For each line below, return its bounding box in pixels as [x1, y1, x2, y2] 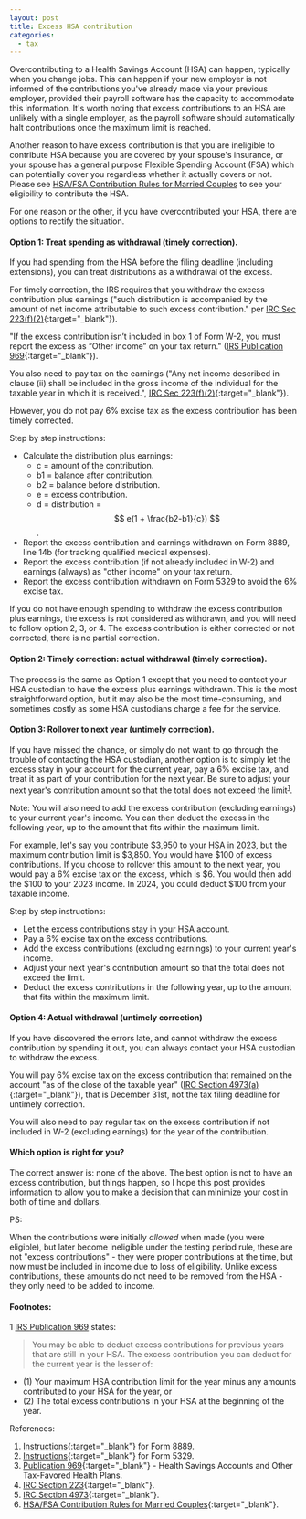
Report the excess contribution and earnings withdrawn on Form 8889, [22, 537, 290, 548]
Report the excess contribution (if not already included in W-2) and [22, 556, 275, 567]
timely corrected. [9, 415, 74, 426]
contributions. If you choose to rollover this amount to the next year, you [9, 859, 281, 870]
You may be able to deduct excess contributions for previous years [31, 1339, 285, 1350]
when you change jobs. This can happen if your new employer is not [9, 74, 268, 85]
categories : [9, 30, 55, 39]
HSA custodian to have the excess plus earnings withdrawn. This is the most [9, 683, 298, 694]
